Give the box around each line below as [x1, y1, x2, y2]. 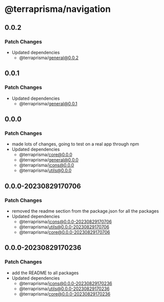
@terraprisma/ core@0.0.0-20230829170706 [19, 229, 110, 235]
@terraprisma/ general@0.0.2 [19, 55, 79, 61]
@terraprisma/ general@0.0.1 [19, 100, 78, 106]
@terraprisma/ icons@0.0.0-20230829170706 [19, 219, 112, 225]
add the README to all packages [11, 270, 79, 276]
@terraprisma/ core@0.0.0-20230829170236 [19, 291, 111, 297]
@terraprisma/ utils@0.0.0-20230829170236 [19, 286, 110, 292]
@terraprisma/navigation [4, 3, 111, 15]
